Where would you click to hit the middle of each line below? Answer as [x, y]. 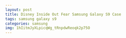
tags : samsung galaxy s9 [31, 19]
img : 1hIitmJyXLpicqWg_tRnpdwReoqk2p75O [48, 28]
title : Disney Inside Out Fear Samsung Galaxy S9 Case [63, 14]
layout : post [19, 10]
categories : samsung [27, 23]
